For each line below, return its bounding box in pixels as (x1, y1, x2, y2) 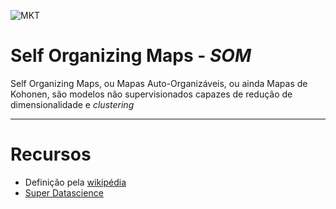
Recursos (10, 143, 92, 166)
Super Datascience (24, 186, 104, 199)
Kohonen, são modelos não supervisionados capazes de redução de (10, 88, 293, 100)
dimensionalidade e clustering (10, 98, 135, 110)
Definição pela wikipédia (24, 176, 127, 188)
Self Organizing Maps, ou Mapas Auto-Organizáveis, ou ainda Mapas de (10, 77, 308, 89)
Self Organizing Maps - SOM (10, 45, 252, 67)
